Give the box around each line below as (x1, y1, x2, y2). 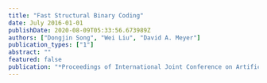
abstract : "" (8, 48, 52, 56)
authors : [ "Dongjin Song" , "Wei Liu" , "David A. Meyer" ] (8, 33, 201, 42)
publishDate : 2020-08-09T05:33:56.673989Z (8, 26, 151, 34)
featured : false (8, 56, 62, 64)
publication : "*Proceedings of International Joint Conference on (8, 63, 233, 71)
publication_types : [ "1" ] (8, 41, 94, 49)
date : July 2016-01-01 (8, 19, 83, 27)
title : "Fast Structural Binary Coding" (8, 11, 145, 20)
